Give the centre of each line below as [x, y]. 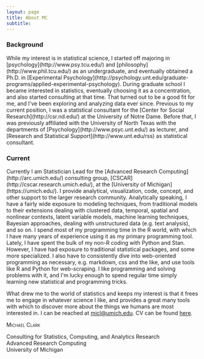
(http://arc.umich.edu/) [35, 178]
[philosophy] [132, 64]
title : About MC [27, 18]
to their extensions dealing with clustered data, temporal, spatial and [93, 210]
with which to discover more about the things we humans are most [90, 306]
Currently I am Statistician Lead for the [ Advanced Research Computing [97, 171]
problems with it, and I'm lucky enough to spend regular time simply [92, 275]
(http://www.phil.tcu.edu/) [39, 71]
